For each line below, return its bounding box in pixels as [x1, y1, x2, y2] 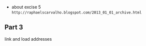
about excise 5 [11, 4, 41, 10]
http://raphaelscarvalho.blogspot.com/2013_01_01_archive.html [11, 10, 142, 15]
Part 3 [4, 23, 23, 31]
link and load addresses [4, 36, 52, 42]
